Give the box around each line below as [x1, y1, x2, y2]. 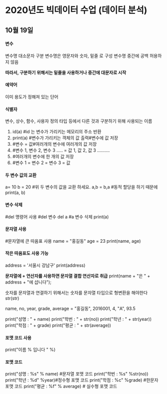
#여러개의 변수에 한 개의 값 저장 [12, 154, 74, 160]
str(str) [5, 295, 19, 301]
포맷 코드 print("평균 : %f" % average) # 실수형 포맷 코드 [5, 384, 118, 390]
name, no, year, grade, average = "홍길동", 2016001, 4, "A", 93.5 [5, 305, 136, 311]
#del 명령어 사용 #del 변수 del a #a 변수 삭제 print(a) [5, 213, 109, 219]
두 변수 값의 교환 [5, 172, 37, 178]
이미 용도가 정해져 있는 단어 [5, 94, 59, 99]
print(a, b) [5, 190, 26, 196]
